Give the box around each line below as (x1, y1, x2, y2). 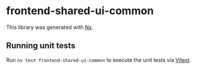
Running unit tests (6, 41, 76, 51)
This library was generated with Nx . (6, 24, 93, 31)
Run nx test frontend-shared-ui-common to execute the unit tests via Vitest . (6, 56, 192, 63)
